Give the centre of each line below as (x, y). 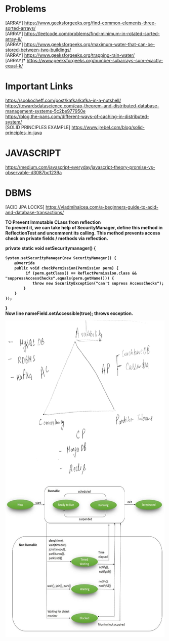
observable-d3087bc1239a (34, 172)
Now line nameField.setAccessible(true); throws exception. (69, 313)
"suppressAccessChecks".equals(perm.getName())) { (60, 278)
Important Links (39, 86)
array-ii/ (13, 39)
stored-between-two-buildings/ (38, 50)
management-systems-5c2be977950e (46, 111)
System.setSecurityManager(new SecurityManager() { (61, 258)
